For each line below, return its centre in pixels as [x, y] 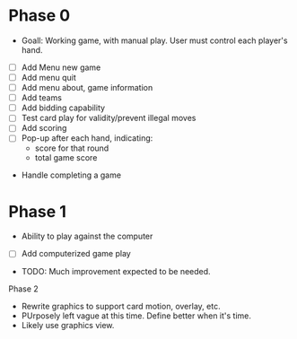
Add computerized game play [76, 254]
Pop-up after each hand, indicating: [87, 138]
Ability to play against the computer [87, 236]
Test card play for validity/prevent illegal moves [109, 118]
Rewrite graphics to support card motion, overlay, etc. [121, 307]
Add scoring [44, 128]
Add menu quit [49, 78]
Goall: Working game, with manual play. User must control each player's [154, 40]
